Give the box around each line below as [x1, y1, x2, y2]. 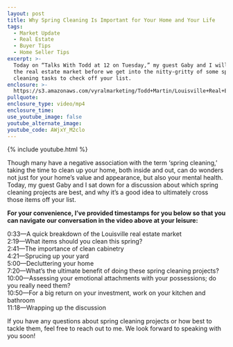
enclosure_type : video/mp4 [7, 101, 85, 108]
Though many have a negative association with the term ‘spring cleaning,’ [7, 159, 218, 167]
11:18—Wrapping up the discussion [7, 303, 106, 312]
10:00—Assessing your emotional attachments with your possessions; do [7, 274, 216, 282]
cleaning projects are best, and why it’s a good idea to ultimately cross [7, 188, 209, 196]
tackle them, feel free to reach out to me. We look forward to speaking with [7, 324, 222, 333]
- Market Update [13, 29, 60, 37]
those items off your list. [7, 196, 76, 204]
